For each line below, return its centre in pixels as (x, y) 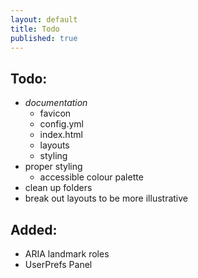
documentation (56, 103)
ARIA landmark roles (67, 254)
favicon (55, 113)
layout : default (44, 19)
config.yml (61, 124)
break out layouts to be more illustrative (106, 198)
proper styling (53, 167)
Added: (34, 229)
